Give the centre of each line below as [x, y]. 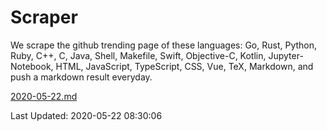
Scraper [44, 17]
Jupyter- [286, 55]
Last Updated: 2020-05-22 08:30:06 [86, 115]
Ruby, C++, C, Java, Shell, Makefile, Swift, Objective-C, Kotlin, [138, 55]
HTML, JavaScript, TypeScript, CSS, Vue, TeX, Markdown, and [184, 66]
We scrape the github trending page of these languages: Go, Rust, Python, [164, 45]
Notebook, [32, 66]
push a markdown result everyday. [81, 77]
